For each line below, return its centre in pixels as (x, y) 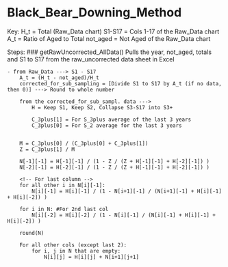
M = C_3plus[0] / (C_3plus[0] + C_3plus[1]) (84, 143)
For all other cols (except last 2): (73, 245)
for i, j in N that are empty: (76, 251)
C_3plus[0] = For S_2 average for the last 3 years (107, 125)
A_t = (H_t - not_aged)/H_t (59, 78)
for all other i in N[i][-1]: (63, 185)
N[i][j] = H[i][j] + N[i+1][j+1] (91, 257)
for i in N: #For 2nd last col (64, 209)
